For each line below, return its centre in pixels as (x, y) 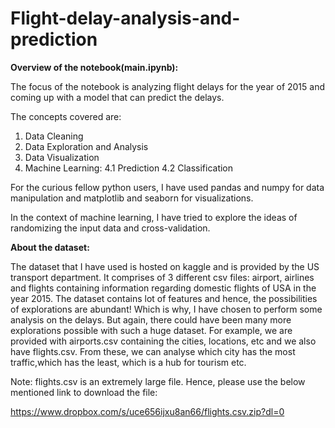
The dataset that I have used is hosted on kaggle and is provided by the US (165, 266)
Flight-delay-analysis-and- (125, 18)
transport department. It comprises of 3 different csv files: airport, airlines (162, 277)
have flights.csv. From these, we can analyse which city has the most (153, 351)
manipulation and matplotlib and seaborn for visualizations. (132, 198)
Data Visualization (62, 157)
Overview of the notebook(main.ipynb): (94, 67)
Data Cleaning (54, 136)
